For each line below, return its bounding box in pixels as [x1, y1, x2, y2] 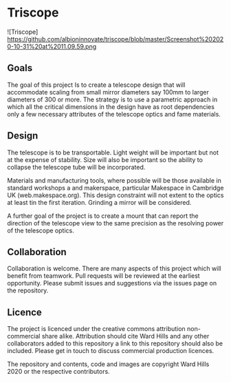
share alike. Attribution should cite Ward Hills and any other [41, 332, 210, 341]
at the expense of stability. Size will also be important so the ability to [7, 155, 203, 163]
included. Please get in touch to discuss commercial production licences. [7, 347, 214, 355]
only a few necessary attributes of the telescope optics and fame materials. [7, 110, 221, 118]
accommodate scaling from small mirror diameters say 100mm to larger [7, 88, 210, 96]
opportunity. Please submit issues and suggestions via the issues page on [7, 279, 217, 288]
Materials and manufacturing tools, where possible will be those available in [7, 176, 221, 184]
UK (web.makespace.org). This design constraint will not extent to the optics [7, 191, 224, 199]
